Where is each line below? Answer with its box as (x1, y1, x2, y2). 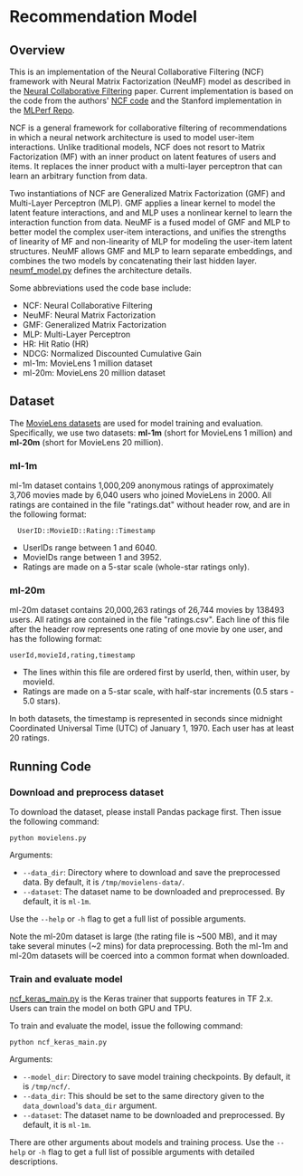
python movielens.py (9, 834, 88, 843)
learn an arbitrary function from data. (9, 170, 147, 181)
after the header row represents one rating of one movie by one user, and (9, 624, 283, 635)
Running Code (9, 759, 92, 774)
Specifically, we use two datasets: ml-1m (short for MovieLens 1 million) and (9, 427, 293, 438)
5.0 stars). (22, 695, 61, 707)
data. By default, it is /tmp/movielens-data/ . (22, 876, 185, 888)
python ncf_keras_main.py (9, 1038, 107, 1047)
